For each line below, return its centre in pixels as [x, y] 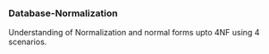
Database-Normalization [63, 13]
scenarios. [28, 42]
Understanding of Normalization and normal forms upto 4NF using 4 [134, 33]
